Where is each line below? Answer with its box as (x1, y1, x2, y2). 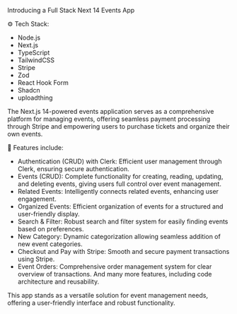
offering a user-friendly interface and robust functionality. (7, 298, 175, 307)
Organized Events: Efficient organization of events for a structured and (17, 202, 224, 211)
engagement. (17, 194, 57, 203)
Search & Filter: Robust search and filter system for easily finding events (17, 217, 229, 226)
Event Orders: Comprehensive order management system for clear (17, 262, 212, 271)
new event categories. (17, 240, 83, 248)
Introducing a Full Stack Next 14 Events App (7, 6, 135, 14)
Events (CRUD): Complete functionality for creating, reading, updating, (17, 173, 224, 180)
